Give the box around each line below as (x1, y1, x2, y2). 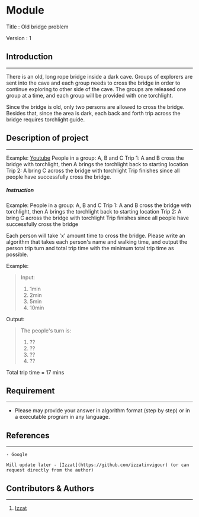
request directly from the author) (6, 467, 94, 473)
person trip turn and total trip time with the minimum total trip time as (6, 244, 174, 251)
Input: (20, 273, 36, 281)
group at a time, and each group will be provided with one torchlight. (6, 92, 174, 99)
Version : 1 (6, 34, 31, 41)
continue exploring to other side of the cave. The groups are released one (6, 85, 187, 92)
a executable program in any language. (14, 413, 111, 421)
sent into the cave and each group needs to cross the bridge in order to (6, 79, 181, 86)
